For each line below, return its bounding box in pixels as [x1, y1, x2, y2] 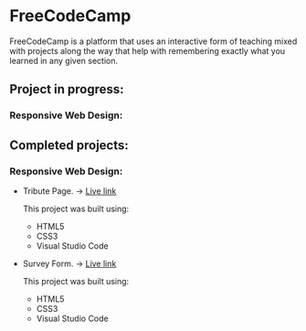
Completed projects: [9, 137, 130, 153]
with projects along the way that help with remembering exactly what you [9, 45, 286, 56]
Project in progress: [9, 81, 124, 97]
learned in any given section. [9, 55, 119, 66]
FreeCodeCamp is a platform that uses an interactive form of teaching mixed [9, 36, 298, 47]
